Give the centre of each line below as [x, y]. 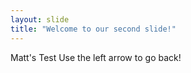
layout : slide [40, 19]
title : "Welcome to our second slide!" [93, 29]
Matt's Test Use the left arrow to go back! [96, 57]
